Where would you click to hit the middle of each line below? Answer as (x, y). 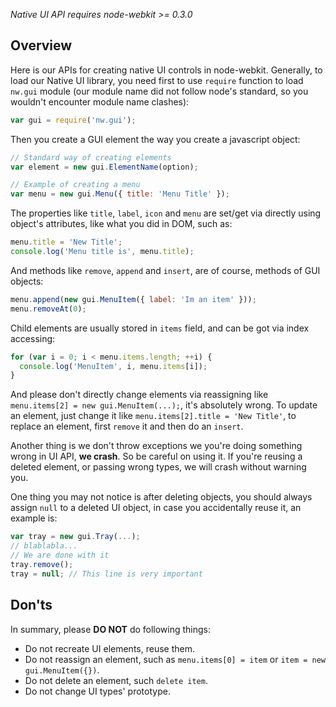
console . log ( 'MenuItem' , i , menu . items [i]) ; (113, 366)
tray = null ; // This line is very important (106, 574)
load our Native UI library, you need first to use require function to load (157, 80)
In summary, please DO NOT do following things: (111, 629)
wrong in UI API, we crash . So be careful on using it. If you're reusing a (156, 456)
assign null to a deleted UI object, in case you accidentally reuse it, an (156, 508)
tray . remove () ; (42, 564)
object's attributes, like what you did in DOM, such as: (121, 224)
